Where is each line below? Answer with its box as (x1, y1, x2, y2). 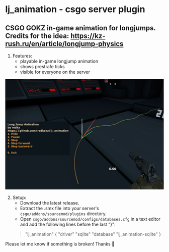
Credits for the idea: (5, 31, 69, 40)
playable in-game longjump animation (20, 58, 99, 64)
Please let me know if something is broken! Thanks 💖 (5, 241, 115, 247)
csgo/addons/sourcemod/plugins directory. (20, 211, 107, 217)
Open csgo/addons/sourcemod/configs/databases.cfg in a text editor (20, 216, 161, 222)
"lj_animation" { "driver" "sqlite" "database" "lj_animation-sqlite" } (25, 231, 161, 237)
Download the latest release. (20, 200, 79, 206)
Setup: (12, 194, 27, 200)
